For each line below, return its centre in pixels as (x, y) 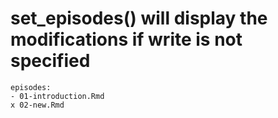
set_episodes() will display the (139, 18)
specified (50, 61)
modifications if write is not (126, 39)
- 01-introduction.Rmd (57, 96)
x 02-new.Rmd (37, 105)
